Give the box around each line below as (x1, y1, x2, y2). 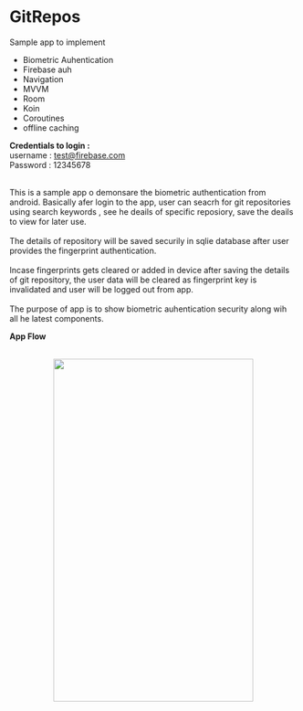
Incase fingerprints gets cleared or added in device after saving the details (9, 264, 290, 275)
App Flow (9, 331, 47, 342)
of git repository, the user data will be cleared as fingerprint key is (9, 274, 257, 285)
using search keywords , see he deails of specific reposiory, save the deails (9, 206, 294, 217)
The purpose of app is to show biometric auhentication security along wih (9, 303, 287, 314)
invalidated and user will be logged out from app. (9, 283, 194, 294)
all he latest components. (9, 313, 104, 324)
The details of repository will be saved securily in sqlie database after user (9, 235, 289, 246)
